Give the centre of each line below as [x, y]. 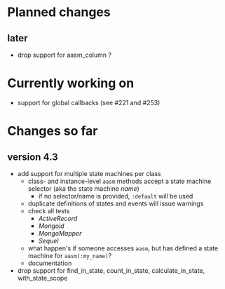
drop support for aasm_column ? [64, 55]
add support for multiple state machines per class [89, 173]
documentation [50, 263]
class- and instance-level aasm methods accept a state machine [120, 181]
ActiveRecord [58, 218]
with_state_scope [42, 278]
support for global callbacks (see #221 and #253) [89, 102]
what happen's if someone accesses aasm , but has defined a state [123, 248]
